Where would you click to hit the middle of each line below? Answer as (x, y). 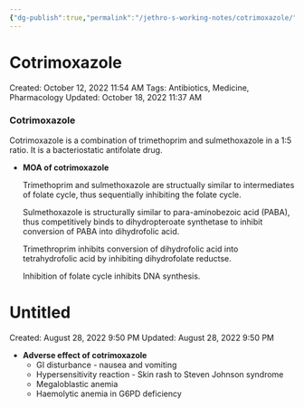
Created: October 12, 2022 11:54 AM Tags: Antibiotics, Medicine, (129, 88)
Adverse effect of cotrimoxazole (85, 355)
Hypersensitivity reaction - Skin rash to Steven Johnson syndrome (160, 374)
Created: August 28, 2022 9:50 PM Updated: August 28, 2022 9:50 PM (142, 337)
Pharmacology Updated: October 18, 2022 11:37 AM (105, 97)
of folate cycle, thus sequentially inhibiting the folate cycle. (132, 195)
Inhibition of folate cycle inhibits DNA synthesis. (111, 276)
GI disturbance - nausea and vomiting (106, 365)
